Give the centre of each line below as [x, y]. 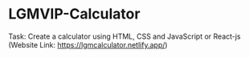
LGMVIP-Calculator [74, 14]
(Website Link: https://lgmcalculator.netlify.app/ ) [88, 44]
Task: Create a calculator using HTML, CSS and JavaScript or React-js [124, 36]
